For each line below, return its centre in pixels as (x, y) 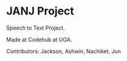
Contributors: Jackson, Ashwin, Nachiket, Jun (64, 51)
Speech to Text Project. (36, 28)
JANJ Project (40, 11)
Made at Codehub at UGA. (39, 39)
